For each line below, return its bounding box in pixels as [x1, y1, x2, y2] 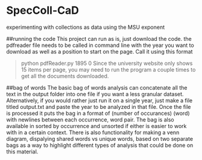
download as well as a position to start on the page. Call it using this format [6, 48, 193, 55]
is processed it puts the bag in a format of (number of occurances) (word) [6, 109, 190, 117]
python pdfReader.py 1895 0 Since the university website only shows [21, 60, 193, 67]
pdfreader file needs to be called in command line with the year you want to [6, 42, 194, 49]
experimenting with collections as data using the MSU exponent [6, 23, 165, 31]
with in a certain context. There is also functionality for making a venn [6, 129, 180, 136]
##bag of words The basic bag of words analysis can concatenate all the [6, 84, 188, 91]
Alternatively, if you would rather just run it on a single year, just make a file [6, 97, 193, 104]
